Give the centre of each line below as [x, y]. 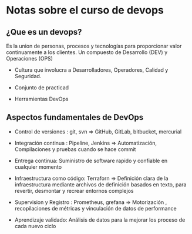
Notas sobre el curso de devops [85, 10]
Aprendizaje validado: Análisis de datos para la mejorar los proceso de [100, 220]
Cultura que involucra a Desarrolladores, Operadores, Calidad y [91, 70]
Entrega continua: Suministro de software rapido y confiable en [91, 161]
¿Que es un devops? [44, 32]
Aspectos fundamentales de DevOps [75, 117]
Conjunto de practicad [42, 88]
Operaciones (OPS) [29, 58]
